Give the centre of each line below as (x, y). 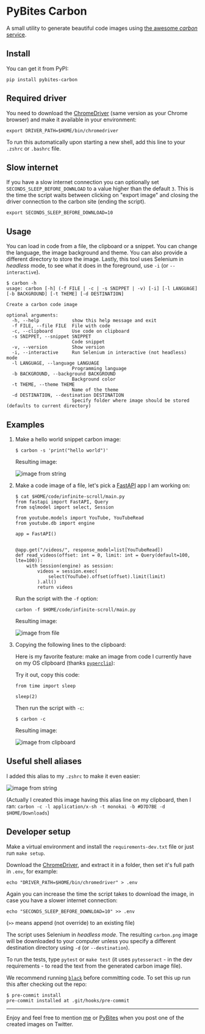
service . (16, 34)
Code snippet (88, 342)
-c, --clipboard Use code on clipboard (71, 331)
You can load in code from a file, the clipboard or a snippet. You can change (102, 246)
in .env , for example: (32, 871)
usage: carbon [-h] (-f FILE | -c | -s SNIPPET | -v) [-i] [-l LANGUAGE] (102, 289)
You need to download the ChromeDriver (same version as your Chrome (97, 113)
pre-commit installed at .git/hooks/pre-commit (68, 1000)
